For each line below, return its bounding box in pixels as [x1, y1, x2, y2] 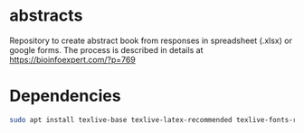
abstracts [9, 5, 83, 26]
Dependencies [9, 86, 121, 106]
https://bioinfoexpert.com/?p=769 [9, 54, 136, 65]
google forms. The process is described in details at [9, 44, 204, 55]
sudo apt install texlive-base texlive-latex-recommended [9, 115, 233, 124]
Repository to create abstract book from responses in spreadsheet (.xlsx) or [9, 35, 292, 46]
